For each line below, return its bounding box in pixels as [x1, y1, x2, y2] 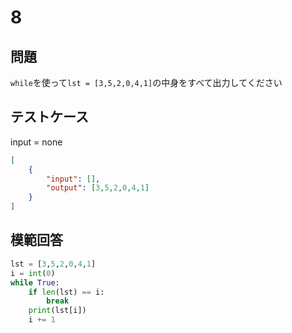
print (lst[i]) [28, 306, 87, 316]
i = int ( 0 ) [10, 268, 56, 278]
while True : [10, 277, 60, 288]
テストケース [10, 109, 89, 126]
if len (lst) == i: [28, 287, 105, 297]
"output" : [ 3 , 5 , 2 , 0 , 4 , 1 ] [46, 183, 150, 193]
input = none [10, 136, 63, 148]
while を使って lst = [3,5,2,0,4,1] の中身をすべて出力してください [10, 77, 283, 88]
